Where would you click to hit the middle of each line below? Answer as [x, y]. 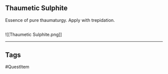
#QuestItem [17, 67]
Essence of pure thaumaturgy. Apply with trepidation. [60, 20]
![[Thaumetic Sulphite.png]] [34, 35]
